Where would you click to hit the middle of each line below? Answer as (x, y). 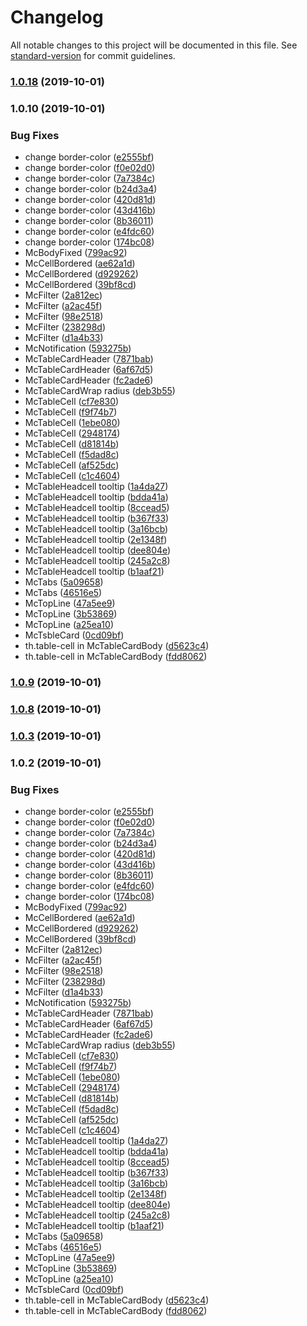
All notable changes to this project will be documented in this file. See (154, 45)
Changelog (57, 17)
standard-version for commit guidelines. (93, 55)
